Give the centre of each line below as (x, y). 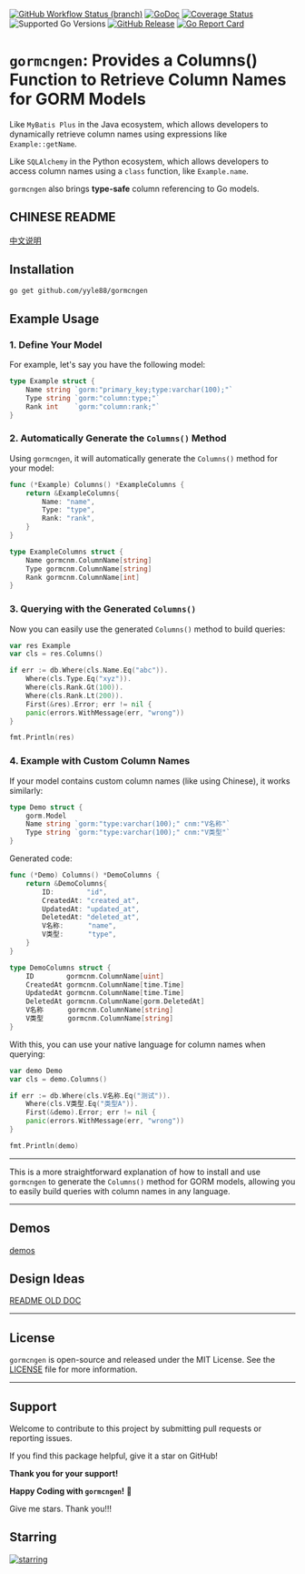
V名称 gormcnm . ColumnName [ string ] (100, 1010)
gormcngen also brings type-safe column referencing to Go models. (135, 188)
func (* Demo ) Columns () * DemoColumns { (85, 875)
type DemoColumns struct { (60, 968)
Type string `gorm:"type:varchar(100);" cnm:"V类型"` (128, 833)
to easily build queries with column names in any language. (120, 1191)
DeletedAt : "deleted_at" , (91, 918)
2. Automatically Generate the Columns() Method (118, 439)
